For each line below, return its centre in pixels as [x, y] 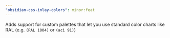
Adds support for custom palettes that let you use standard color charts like [85, 24]
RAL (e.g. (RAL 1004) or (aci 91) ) [40, 30]
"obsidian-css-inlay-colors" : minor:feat [50, 10]
